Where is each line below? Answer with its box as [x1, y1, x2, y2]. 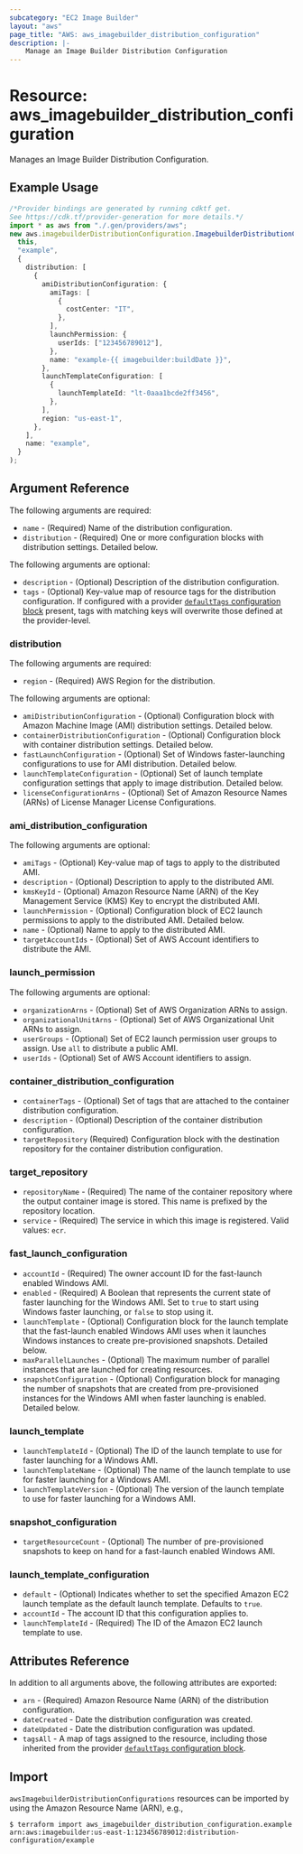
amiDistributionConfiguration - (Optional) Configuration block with [22, 711, 275, 722]
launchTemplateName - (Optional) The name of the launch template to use [22, 1464, 291, 1475]
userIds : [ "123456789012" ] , [57, 338, 164, 348]
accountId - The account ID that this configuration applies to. [22, 1608, 249, 1619]
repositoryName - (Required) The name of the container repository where [22, 1187, 293, 1197]
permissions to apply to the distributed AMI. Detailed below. [22, 915, 245, 926]
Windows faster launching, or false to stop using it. [22, 1306, 214, 1317]
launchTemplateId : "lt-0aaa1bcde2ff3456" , [57, 389, 220, 398]
